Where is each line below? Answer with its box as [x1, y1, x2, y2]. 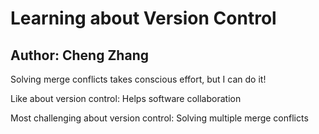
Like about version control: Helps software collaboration [10, 93, 242, 104]
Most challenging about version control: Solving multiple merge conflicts [10, 112, 309, 124]
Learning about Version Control [10, 7, 277, 30]
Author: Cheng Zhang [10, 47, 149, 64]
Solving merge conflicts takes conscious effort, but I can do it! [10, 73, 267, 85]
